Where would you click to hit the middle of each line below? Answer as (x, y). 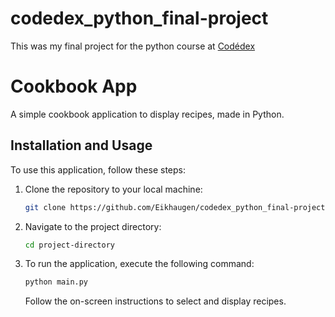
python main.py (56, 282)
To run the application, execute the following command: (139, 264)
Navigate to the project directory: (93, 226)
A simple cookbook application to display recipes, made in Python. (147, 114)
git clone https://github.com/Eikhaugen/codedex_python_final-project (175, 207)
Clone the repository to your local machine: (113, 189)
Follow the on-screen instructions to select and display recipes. (155, 301)
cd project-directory (69, 245)
